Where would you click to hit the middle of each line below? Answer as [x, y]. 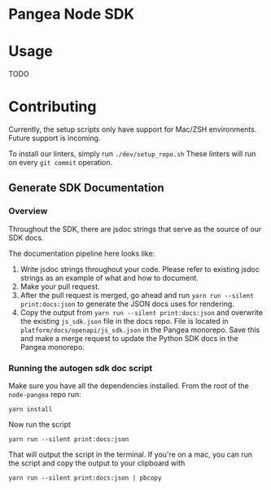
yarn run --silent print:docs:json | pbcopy [85, 478]
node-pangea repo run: [45, 395]
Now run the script [40, 425]
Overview [28, 211]
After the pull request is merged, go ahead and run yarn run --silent [137, 295]
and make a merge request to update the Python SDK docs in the [129, 338]
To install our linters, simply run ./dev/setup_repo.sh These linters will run [132, 154]
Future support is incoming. [55, 138]
